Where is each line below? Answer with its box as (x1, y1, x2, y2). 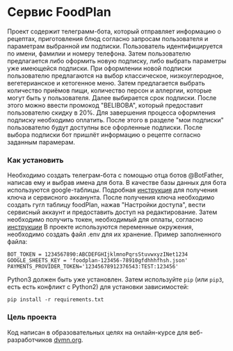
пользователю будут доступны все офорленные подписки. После (7, 123, 203, 131)
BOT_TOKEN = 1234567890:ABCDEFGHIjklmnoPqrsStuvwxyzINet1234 (7, 251, 188, 258)
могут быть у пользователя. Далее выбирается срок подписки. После (7, 93, 217, 101)
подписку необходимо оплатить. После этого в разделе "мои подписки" (7, 115, 224, 124)
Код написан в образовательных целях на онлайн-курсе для (7, 328, 188, 336)
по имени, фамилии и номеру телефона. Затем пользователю (7, 49, 191, 58)
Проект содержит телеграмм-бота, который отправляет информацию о (7, 27, 221, 35)
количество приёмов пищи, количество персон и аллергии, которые (7, 86, 212, 95)
